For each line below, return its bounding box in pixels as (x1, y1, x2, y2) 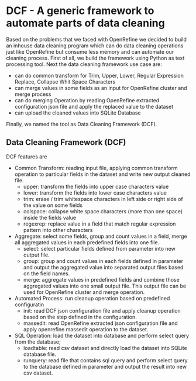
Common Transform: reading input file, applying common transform (14, 164, 178, 171)
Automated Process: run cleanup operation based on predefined (14, 295, 170, 302)
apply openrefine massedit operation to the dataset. (23, 325, 149, 332)
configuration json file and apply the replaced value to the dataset (14, 103, 174, 110)
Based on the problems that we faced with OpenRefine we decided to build (6, 36, 187, 43)
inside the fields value (23, 214, 77, 221)
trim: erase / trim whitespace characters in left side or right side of (23, 195, 183, 202)
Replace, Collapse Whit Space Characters (14, 78, 116, 85)
